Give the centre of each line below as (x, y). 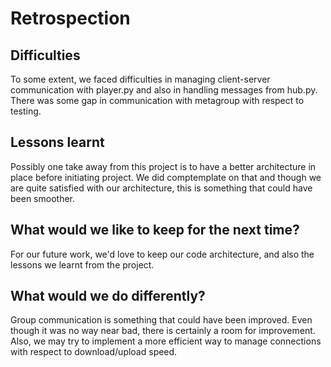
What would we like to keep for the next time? (155, 230)
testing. (26, 111)
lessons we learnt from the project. (82, 264)
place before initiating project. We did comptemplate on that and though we (166, 177)
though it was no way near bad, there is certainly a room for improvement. (163, 331)
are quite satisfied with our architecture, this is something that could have (161, 188)
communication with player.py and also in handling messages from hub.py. (164, 90)
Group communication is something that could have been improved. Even (161, 320)
